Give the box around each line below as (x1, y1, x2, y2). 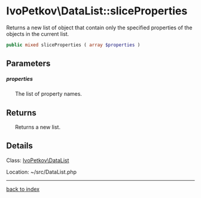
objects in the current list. (6, 30, 69, 37)
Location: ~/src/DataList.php (6, 168, 77, 175)
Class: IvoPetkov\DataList (6, 157, 69, 164)
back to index (6, 185, 40, 193)
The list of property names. (14, 90, 83, 98)
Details (6, 141, 33, 151)
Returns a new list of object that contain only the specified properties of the (6, 24, 193, 31)
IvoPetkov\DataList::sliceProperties (6, 4, 188, 18)
